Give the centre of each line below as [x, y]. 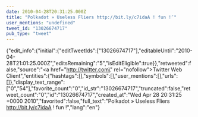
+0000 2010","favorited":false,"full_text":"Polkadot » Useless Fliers [88, 101]
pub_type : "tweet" [29, 34]
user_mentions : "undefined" [41, 23]
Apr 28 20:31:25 [162, 95]
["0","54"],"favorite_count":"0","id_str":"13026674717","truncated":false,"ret [98, 88]
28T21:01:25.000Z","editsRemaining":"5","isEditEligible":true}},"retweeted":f [99, 64]
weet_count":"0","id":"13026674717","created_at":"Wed [74, 95]
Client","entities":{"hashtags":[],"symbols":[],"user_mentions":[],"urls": [92, 76]
